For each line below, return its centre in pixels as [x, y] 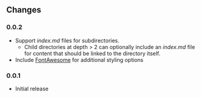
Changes [24, 10]
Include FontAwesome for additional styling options [79, 59]
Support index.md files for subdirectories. [67, 40]
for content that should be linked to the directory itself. [92, 53]
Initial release [32, 89]
